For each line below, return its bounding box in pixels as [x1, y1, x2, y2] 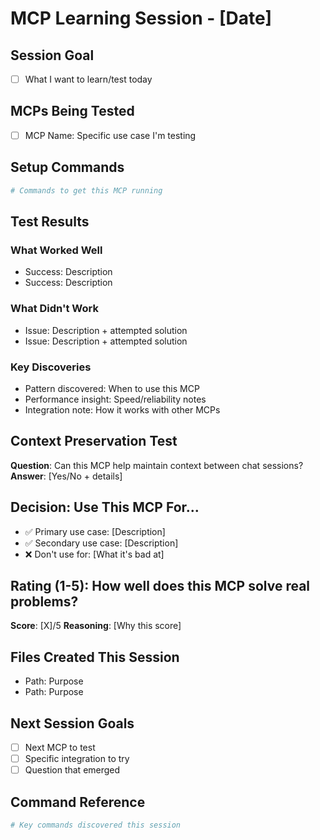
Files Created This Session [10, 648, 180, 666]
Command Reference [10, 793, 146, 811]
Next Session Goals [10, 715, 135, 732]
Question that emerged [24, 764, 121, 776]
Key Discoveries [10, 360, 92, 374]
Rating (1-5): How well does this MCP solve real [10, 577, 311, 594]
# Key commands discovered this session [10, 820, 182, 830]
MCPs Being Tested [10, 103, 135, 120]
